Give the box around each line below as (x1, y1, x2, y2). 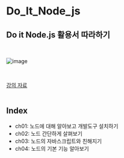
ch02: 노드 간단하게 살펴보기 (14, 130, 83, 137)
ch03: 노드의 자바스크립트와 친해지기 (14, 137, 102, 145)
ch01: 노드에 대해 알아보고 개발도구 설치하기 (14, 122, 119, 130)
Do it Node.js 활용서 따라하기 (6, 29, 110, 40)
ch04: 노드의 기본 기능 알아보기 (14, 145, 89, 152)
